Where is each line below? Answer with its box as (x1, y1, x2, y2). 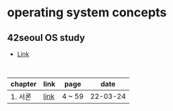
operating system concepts (7, 5, 168, 20)
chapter (10, 80, 37, 89)
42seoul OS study (7, 32, 85, 44)
